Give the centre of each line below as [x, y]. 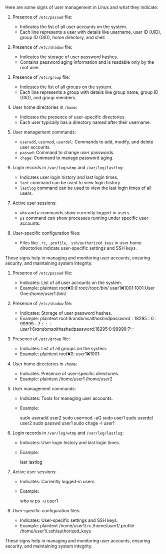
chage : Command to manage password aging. [67, 158]
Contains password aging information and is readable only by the [87, 62]
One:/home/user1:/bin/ [43, 294]
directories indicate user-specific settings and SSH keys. [78, 248]
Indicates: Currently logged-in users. [58, 481]
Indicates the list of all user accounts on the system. [73, 27]
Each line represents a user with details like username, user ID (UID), [90, 32]
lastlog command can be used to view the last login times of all [85, 188]
